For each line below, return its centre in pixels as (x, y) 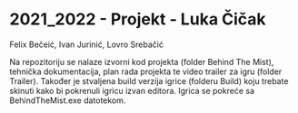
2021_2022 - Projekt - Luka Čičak (138, 19)
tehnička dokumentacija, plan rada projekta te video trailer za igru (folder (146, 71)
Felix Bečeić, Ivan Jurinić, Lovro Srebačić (86, 44)
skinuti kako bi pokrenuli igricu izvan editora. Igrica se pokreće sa (132, 90)
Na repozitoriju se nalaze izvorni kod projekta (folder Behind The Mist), (142, 61)
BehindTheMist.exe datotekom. (68, 100)
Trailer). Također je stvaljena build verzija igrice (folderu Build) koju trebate (149, 80)
